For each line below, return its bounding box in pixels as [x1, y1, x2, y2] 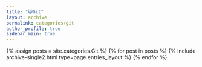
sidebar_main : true [6, 31, 56, 37]
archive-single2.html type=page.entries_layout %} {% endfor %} [6, 54, 168, 61]
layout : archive [6, 14, 47, 20]
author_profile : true [6, 25, 61, 32]
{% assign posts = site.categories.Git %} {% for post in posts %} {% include [6, 47, 196, 54]
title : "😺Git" [6, 8, 44, 15]
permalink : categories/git [6, 20, 74, 26]
